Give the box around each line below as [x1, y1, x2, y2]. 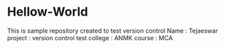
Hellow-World [7, 4, 88, 20]
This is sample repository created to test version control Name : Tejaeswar [7, 27, 218, 35]
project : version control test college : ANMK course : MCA [7, 33, 173, 42]
